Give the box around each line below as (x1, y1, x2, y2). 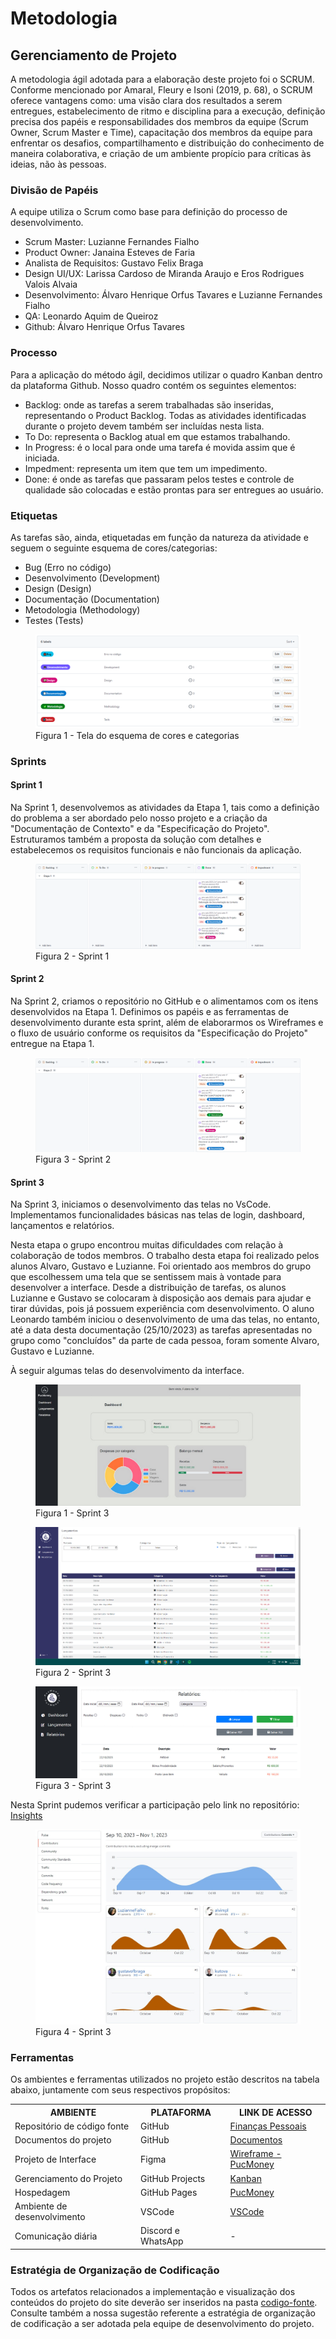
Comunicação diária (14, 2230, 98, 2242)
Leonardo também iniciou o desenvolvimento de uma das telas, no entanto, (10, 1313, 320, 1326)
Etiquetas (10, 508, 58, 522)
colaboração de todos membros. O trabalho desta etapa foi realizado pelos (10, 1250, 320, 1262)
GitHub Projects (140, 2172, 206, 2184)
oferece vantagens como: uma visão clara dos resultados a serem (10, 95, 283, 106)
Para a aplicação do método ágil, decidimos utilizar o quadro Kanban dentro (10, 368, 323, 381)
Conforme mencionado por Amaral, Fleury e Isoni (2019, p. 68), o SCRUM (10, 84, 313, 96)
